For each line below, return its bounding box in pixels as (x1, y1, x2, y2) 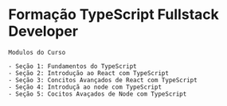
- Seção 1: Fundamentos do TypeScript (8, 62, 137, 70)
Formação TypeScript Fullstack (8, 6, 219, 24)
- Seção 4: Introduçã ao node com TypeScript (8, 83, 162, 91)
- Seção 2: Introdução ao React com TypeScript (8, 69, 170, 77)
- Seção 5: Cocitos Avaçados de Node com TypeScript (8, 89, 187, 98)
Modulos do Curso (8, 48, 66, 56)
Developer (8, 22, 78, 40)
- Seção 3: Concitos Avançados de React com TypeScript (8, 76, 198, 84)
